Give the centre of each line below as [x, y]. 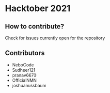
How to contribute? [35, 26]
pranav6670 [24, 75]
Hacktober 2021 [38, 8]
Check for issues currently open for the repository [55, 38]
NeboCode [23, 65]
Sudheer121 [24, 70]
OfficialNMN [24, 80]
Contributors [25, 53]
